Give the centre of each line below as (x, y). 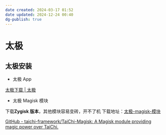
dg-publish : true (24, 19)
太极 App (22, 79)
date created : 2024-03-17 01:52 (39, 10)
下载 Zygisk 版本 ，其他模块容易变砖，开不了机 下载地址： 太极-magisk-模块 (83, 111)
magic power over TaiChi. (32, 127)
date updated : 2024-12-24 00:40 (39, 15)
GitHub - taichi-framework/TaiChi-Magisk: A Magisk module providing (78, 121)
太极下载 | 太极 (21, 90)
